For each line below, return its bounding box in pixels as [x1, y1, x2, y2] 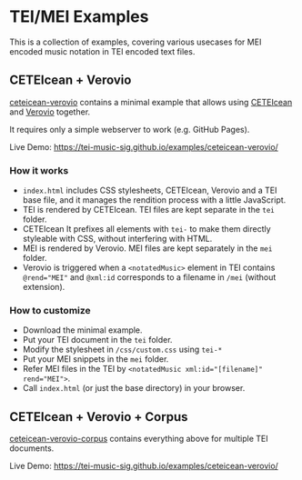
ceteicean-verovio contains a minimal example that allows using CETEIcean [9, 96, 293, 107]
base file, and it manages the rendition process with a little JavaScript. [22, 195, 287, 205]
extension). [22, 282, 65, 293]
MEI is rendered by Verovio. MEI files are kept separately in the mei [22, 243, 273, 254]
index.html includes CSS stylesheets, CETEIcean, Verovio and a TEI [22, 185, 277, 196]
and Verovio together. [9, 106, 91, 117]
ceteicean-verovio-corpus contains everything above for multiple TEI [9, 434, 268, 445]
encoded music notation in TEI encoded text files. [9, 45, 196, 56]
